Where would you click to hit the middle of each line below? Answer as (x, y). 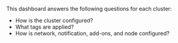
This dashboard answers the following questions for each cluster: (89, 9)
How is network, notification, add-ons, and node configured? (92, 33)
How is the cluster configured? (54, 20)
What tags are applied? (44, 27)
